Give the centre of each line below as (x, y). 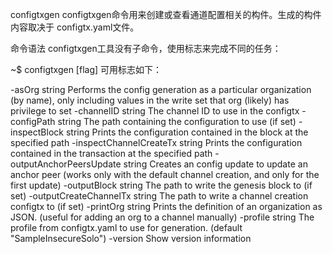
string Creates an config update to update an (215, 164)
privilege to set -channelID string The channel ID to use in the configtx (155, 111)
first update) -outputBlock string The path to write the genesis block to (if (161, 185)
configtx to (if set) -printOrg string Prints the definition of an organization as (166, 206)
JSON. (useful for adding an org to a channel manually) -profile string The (162, 217)
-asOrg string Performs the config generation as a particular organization (161, 89)
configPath (33, 121)
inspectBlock (37, 132)
